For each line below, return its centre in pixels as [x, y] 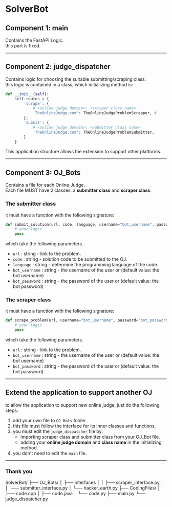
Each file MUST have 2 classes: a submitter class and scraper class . [79, 190]
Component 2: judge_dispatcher [58, 67]
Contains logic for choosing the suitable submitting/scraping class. [76, 79]
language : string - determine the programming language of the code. [85, 265]
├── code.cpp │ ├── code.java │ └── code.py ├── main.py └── [76, 494]
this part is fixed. [23, 46]
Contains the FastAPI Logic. [35, 40]
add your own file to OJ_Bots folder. [50, 420]
